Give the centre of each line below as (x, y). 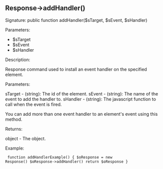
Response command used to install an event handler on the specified (76, 69)
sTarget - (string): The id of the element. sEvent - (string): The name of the (82, 93)
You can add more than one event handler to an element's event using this (81, 114)
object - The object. (25, 138)
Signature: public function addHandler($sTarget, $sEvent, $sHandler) (76, 20)
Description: (18, 60)
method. (14, 119)
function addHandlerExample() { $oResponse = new (60, 157)
